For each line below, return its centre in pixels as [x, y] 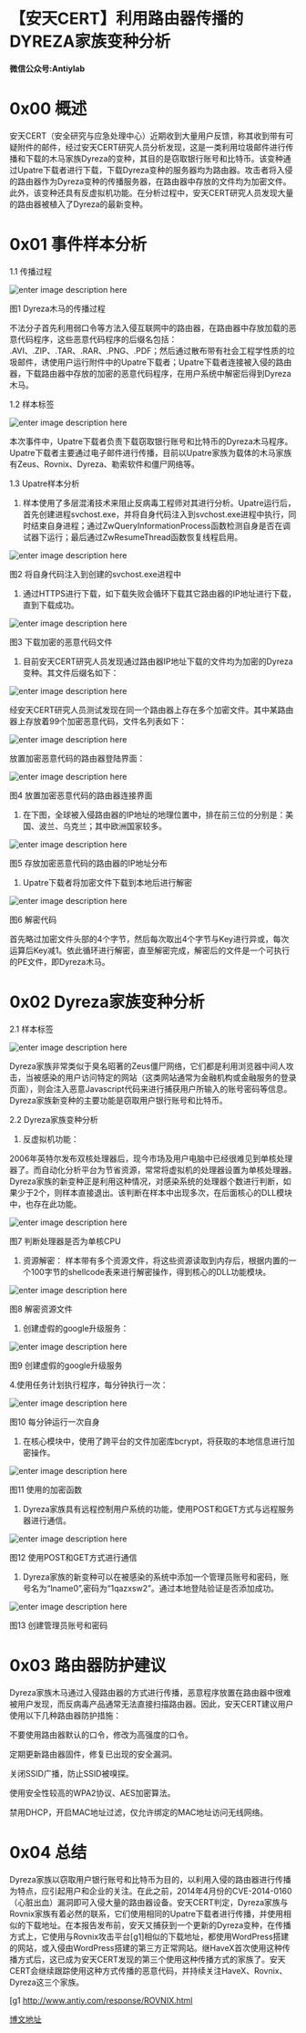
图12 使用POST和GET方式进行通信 [73, 1557]
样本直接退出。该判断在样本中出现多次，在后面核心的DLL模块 [178, 1192]
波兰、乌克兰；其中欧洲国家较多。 [102, 825]
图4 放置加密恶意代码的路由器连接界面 [81, 795]
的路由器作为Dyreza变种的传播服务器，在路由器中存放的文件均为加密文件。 [150, 181]
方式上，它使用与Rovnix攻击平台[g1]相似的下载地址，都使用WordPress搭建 [149, 1936]
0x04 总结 [48, 1852]
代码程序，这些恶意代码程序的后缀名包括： [97, 339]
